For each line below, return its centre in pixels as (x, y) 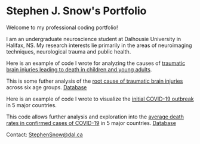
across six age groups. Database (47, 87)
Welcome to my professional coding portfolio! (62, 27)
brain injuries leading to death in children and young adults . (79, 69)
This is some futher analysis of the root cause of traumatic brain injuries (95, 81)
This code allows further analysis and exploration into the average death (95, 117)
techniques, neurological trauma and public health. (69, 51)
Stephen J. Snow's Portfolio (76, 11)
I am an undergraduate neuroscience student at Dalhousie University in (94, 39)
